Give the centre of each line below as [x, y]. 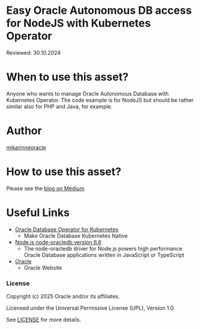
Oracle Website [43, 268]
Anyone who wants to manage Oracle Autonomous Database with [88, 93]
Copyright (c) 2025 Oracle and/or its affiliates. [63, 296]
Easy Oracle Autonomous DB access [99, 11]
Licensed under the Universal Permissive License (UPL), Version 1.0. [91, 308]
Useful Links [38, 213]
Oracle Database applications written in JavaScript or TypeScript [104, 255]
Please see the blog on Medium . [46, 188]
